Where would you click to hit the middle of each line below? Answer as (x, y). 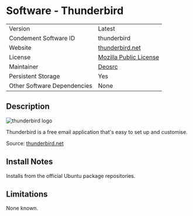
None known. (22, 208)
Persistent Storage (35, 76)
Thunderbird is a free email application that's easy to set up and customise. (97, 132)
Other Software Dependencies (51, 85)
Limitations (27, 194)
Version (20, 29)
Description (28, 107)
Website (20, 47)
